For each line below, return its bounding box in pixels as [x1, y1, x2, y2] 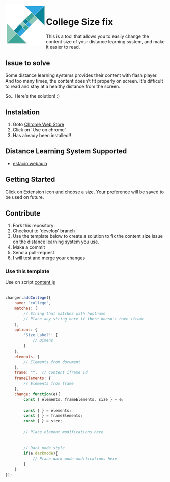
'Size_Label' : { [23, 333, 58, 338]
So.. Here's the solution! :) [5, 93, 60, 99]
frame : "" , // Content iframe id [14, 370, 88, 376]
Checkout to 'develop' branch [12, 228, 75, 234]
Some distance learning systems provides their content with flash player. [5, 72, 158, 78]
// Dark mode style [23, 445, 65, 450]
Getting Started [5, 175, 55, 184]
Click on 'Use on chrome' [12, 126, 66, 133]
